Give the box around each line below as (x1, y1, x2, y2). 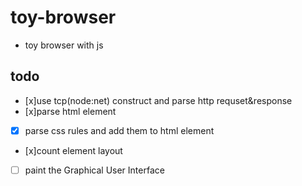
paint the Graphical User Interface (24, 164, 165, 176)
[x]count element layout (24, 144, 123, 156)
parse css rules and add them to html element (24, 124, 215, 136)
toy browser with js (24, 39, 104, 51)
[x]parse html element (24, 105, 117, 117)
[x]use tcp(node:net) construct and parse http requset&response (24, 94, 293, 106)
